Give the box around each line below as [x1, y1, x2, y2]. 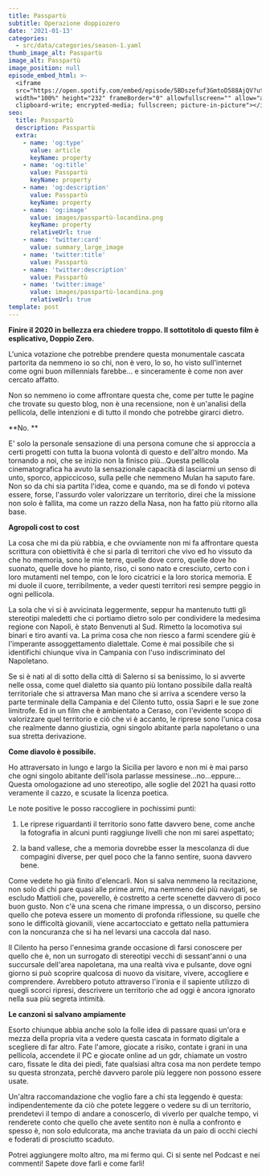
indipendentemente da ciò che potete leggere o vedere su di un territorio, [8, 1100, 252, 1109]
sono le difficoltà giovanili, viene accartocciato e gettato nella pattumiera [8, 918, 249, 928]
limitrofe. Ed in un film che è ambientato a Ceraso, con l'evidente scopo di [8, 705, 253, 715]
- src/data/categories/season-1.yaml [15, 42, 142, 50]
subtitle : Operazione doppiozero [8, 19, 121, 27]
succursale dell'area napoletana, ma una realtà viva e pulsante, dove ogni [8, 959, 252, 969]
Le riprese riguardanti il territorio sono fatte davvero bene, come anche [19, 819, 256, 828]
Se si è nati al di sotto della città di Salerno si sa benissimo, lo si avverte [8, 672, 246, 681]
